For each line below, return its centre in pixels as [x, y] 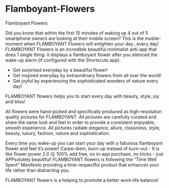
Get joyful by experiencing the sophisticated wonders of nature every [86, 81]
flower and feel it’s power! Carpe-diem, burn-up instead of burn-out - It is [82, 148]
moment [14, 43]
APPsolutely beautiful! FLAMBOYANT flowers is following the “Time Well [81, 159]
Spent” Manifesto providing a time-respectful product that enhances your [82, 165]
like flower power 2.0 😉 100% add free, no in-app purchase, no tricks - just [84, 154]
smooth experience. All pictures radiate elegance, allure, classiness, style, [83, 128]
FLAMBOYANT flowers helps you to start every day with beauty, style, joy [82, 96]
